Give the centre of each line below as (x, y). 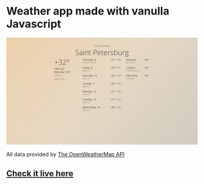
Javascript (34, 24)
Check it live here (40, 173)
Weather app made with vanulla (88, 11)
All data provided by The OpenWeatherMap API (66, 154)
